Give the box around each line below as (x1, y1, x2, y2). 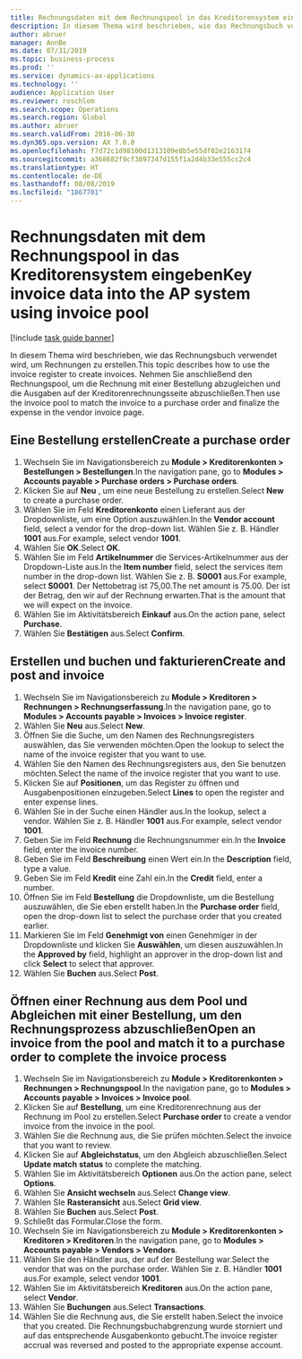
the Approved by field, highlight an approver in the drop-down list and (22, 949, 283, 959)
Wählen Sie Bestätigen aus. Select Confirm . (22, 628, 186, 639)
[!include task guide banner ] (10, 332, 115, 343)
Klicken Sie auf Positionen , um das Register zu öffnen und (22, 777, 240, 788)
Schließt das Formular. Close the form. (22, 1216, 163, 1227)
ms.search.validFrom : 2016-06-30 (10, 130, 135, 139)
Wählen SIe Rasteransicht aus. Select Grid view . (22, 1197, 203, 1208)
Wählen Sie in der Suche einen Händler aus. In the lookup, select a (22, 805, 267, 816)
